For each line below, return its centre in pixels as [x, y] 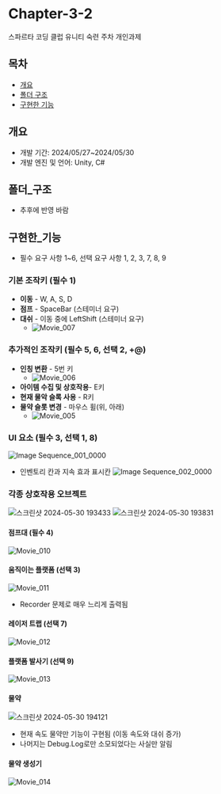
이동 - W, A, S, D [46, 299]
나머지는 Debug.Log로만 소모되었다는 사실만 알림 [96, 744]
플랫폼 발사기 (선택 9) [41, 661]
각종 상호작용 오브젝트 [48, 494]
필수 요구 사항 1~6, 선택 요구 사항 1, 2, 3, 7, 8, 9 [93, 258]
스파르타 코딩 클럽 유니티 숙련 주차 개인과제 [75, 36]
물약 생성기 [25, 763]
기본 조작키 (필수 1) [42, 280]
